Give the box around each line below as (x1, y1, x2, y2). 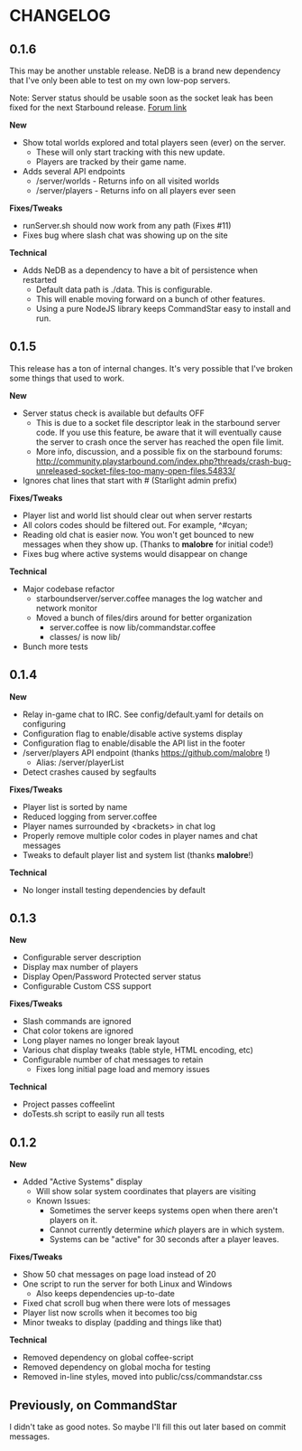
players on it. (49, 1215, 97, 1226)
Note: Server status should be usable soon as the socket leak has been (9, 92, 273, 103)
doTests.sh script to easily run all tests (22, 1108, 165, 1119)
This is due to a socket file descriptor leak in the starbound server (35, 417, 281, 428)
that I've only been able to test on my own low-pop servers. (9, 75, 231, 86)
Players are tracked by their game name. (35, 156, 187, 167)
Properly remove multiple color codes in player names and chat (22, 830, 259, 841)
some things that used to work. (9, 372, 124, 383)
